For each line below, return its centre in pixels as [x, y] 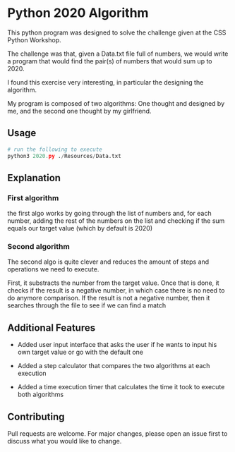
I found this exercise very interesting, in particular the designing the [106, 82]
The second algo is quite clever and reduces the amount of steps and [108, 262]
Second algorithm [39, 247]
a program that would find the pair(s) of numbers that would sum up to [110, 61]
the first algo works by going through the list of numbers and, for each [109, 214]
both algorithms [41, 395]
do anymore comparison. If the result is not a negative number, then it [109, 298]
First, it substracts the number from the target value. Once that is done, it [114, 283]
